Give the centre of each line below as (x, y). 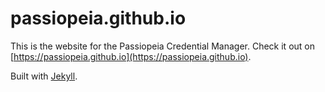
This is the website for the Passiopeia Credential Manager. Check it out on (162, 46)
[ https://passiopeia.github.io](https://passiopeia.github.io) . (131, 56)
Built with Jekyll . (44, 76)
